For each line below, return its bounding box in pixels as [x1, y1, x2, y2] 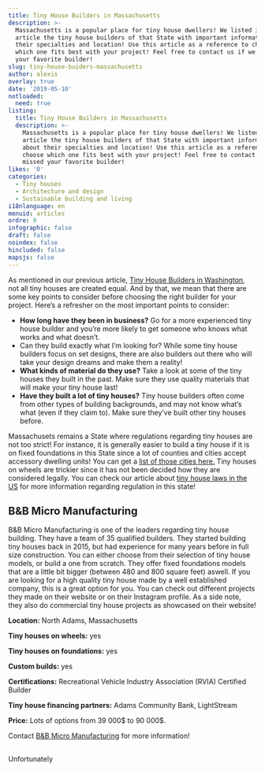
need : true [15, 99, 51, 107]
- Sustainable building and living [15, 195, 132, 203]
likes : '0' [8, 166, 44, 173]
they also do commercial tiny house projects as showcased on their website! [8, 601, 256, 610]
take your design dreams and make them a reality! [19, 357, 183, 367]
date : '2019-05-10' [8, 84, 73, 93]
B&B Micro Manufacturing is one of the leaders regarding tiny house [8, 525, 230, 534]
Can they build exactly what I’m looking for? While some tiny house [19, 341, 238, 350]
